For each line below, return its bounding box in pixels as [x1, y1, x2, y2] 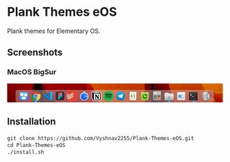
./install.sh [7, 148, 44, 155]
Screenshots [7, 47, 63, 58]
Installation [7, 116, 56, 128]
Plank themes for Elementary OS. [7, 27, 101, 35]
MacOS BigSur [7, 67, 57, 77]
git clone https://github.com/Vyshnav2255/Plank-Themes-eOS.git [7, 135, 194, 141]
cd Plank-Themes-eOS [7, 141, 66, 148]
